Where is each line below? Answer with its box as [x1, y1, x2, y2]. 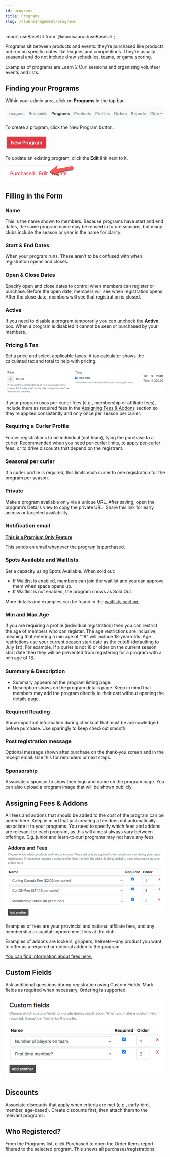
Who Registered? [5, 1127, 61, 1136]
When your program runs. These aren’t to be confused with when [5, 253, 142, 259]
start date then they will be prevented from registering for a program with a [5, 650, 162, 656]
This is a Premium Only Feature [5, 534, 73, 540]
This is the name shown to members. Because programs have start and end [5, 218, 164, 224]
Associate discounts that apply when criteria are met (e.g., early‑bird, [5, 1102, 150, 1108]
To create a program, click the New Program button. [5, 124, 114, 130]
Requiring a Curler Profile [5, 423, 70, 430]
